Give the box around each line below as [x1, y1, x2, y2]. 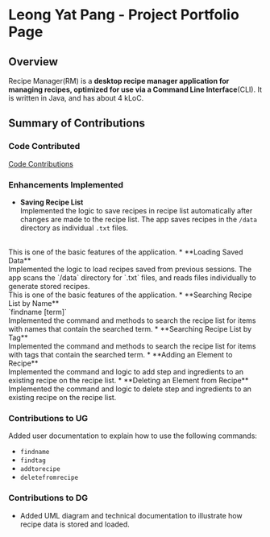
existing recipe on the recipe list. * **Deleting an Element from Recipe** [8, 375, 249, 385]
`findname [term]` [8, 307, 67, 316]
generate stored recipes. [8, 281, 90, 291]
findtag [19, 456, 46, 465]
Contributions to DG [8, 493, 89, 504]
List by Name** [8, 298, 60, 308]
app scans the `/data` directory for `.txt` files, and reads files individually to [8, 272, 256, 283]
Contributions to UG [8, 412, 89, 423]
